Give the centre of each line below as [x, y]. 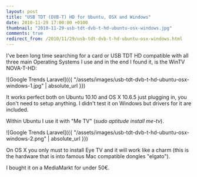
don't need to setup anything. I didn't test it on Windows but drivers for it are [99, 103]
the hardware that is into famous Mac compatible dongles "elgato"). [88, 156]
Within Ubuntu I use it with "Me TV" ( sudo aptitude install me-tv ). [85, 121]
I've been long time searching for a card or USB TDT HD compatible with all [98, 56]
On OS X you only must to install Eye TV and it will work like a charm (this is [98, 150]
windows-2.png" [26, 138]
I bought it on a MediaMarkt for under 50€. [58, 168]
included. [17, 110]
